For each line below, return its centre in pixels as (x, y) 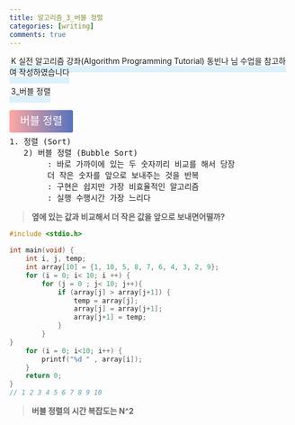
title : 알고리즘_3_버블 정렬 (56, 18)
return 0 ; (44, 376)
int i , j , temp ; (56, 259)
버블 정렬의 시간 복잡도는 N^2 (83, 411)
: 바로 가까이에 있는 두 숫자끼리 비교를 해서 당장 (141, 164)
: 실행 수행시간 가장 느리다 (99, 198)
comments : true (38, 34)
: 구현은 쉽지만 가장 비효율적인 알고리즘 (123, 187)
